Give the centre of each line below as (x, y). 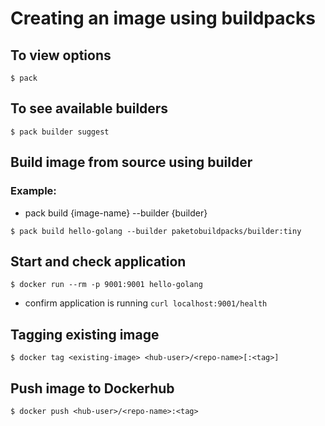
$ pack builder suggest (60, 132)
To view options (61, 55)
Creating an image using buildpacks (163, 18)
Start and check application (98, 261)
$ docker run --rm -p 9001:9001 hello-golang (106, 285)
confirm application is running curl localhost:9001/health (146, 303)
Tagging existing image (85, 334)
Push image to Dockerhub (92, 388)
